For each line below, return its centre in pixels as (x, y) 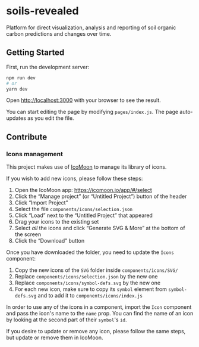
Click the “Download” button (50, 241)
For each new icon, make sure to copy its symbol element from (91, 289)
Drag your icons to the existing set (57, 222)
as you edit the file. (51, 118)
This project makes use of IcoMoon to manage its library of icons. (86, 167)
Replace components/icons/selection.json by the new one (86, 277)
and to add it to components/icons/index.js (90, 296)
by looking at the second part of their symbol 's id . (67, 320)
